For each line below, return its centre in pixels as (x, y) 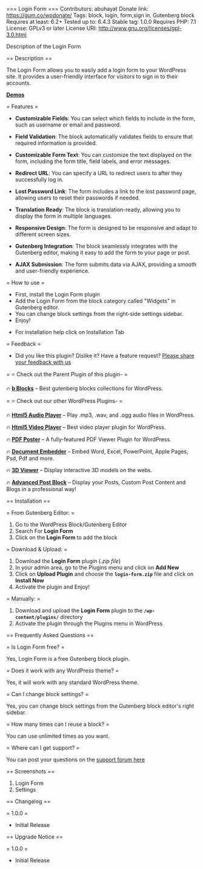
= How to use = (25, 283)
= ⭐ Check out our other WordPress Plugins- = (65, 401)
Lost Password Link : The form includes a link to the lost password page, (106, 191)
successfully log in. (39, 180)
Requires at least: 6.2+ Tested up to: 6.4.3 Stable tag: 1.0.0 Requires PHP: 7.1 (101, 22)
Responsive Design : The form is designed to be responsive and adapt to (106, 228)
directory (72, 617)
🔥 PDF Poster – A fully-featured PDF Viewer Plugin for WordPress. (89, 439)
